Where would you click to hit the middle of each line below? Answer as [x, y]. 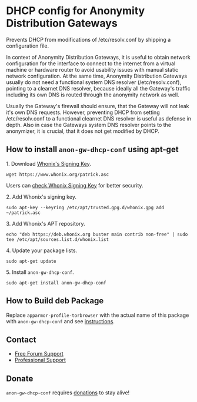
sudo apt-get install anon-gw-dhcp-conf [56, 283]
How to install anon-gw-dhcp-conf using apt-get [92, 150]
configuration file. [27, 46]
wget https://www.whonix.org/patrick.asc [58, 175]
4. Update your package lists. [42, 250]
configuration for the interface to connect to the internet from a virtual [91, 63]
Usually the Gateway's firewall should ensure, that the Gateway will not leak [98, 106]
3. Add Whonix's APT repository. [46, 223]
